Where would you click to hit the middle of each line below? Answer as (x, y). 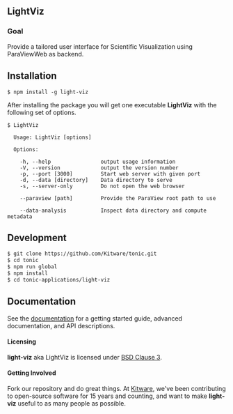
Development (37, 237)
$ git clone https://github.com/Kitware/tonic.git (82, 254)
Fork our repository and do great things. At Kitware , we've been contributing (116, 388)
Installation (32, 76)
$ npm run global (32, 267)
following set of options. (42, 112)
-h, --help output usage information (98, 162)
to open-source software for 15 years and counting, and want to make (107, 396)
